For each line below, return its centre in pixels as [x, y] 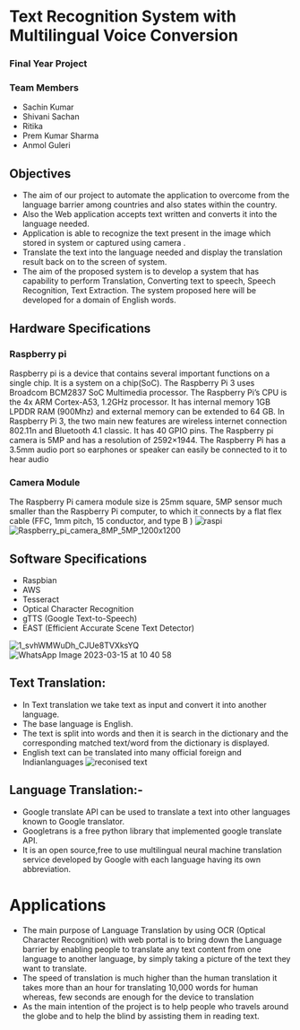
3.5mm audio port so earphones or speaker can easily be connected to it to [149, 450]
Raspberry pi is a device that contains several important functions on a [140, 373]
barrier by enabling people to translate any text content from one [141, 949]
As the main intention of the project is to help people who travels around [155, 1006]
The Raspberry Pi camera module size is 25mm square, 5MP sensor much [146, 502]
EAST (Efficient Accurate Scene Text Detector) [108, 628]
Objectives [40, 174]
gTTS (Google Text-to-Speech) [80, 619]
